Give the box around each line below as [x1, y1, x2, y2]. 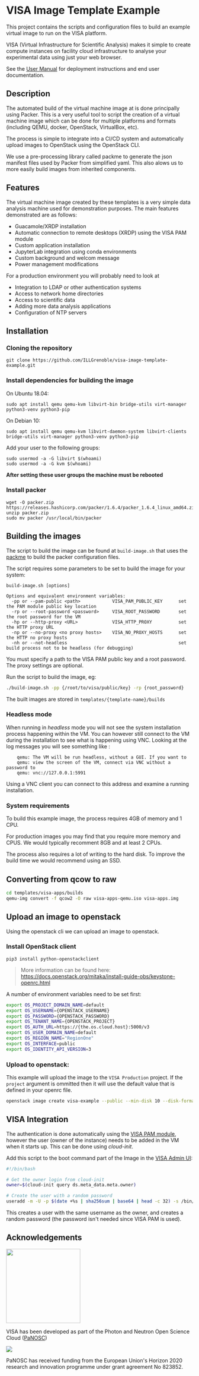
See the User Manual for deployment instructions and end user [6, 65, 160, 72]
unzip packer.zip [6, 509, 49, 516]
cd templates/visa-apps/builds [6, 890, 84, 896]
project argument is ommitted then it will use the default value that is [6, 1080, 175, 1087]
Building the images [6, 531, 81, 541]
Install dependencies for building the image [6, 376, 134, 385]
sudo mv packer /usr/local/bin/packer [6, 515, 102, 521]
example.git [6, 363, 36, 369]
